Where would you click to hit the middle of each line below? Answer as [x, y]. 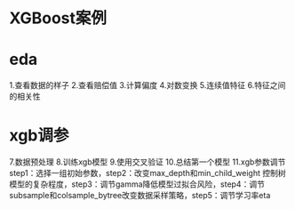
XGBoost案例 [58, 18]
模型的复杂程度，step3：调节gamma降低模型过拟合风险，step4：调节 [137, 184]
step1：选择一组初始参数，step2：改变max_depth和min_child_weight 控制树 [147, 173]
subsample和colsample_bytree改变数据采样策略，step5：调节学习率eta [140, 196]
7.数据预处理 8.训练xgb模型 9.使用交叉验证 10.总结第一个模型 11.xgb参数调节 [147, 162]
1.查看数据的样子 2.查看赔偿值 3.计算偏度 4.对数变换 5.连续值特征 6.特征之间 [147, 85]
